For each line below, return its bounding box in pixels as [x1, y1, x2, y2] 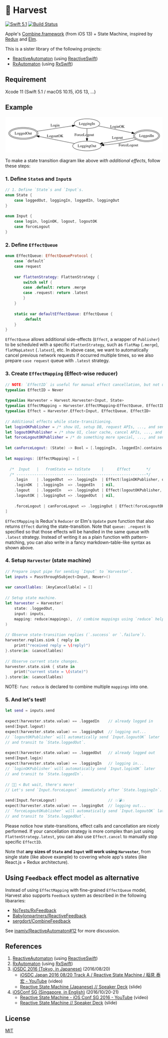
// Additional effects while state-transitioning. [5, 419, 113, 424]
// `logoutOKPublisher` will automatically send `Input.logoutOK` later [5, 735, 160, 740]
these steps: [5, 163, 31, 169]
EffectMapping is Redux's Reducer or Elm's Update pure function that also [5, 518, 154, 524]
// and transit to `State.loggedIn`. [5, 771, 84, 777]
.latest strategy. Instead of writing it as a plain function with [5, 534, 130, 540]
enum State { [5, 192, 32, 197]
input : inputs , [14, 611, 46, 616]
